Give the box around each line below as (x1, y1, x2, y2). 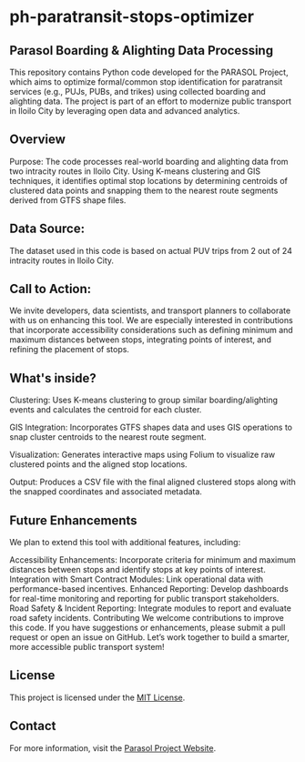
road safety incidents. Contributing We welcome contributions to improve (9, 613, 285, 624)
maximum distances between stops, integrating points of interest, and (9, 334, 271, 345)
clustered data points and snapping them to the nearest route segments (9, 185, 279, 196)
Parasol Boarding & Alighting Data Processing (9, 43, 274, 58)
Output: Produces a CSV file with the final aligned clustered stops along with (9, 476, 296, 488)
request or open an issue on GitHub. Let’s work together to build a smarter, (9, 632, 290, 643)
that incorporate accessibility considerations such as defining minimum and (9, 325, 293, 336)
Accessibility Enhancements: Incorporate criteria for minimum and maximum (9, 554, 296, 565)
